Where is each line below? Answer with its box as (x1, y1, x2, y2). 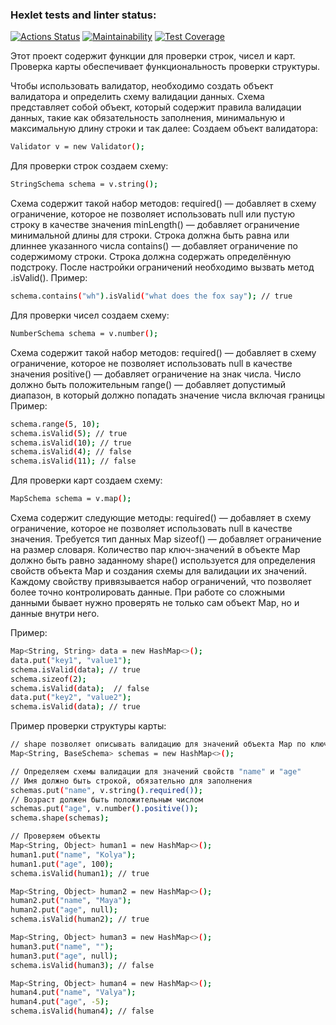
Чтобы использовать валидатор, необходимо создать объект (10, 80, 274, 92)
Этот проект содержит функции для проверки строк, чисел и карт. (10, 50, 296, 62)
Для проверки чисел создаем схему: (10, 309, 170, 321)
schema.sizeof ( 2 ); (10, 674, 87, 684)
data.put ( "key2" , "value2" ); (10, 693, 132, 703)
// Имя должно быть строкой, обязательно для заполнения (10, 776, 253, 786)
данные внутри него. (10, 608, 100, 620)
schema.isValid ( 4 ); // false (10, 447, 132, 457)
